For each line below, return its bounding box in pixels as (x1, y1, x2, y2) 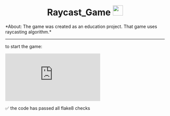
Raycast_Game (47, 7, 111, 18)
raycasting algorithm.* (5, 28, 52, 35)
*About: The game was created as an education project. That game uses (5, 23, 157, 29)
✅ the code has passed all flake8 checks (5, 105, 90, 111)
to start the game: (5, 43, 42, 49)
